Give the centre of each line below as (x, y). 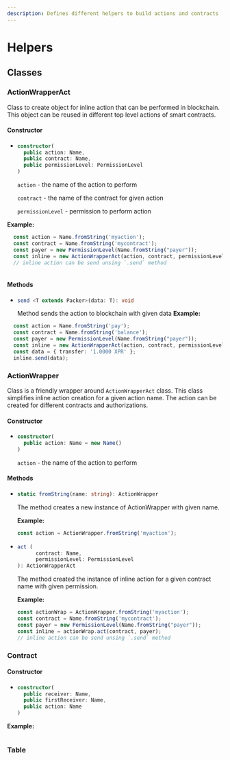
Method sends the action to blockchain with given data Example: (108, 314)
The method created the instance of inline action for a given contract (114, 579)
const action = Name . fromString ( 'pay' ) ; (72, 326)
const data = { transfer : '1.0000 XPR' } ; (75, 352)
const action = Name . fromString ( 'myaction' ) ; (79, 238)
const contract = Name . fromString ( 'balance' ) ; (81, 333)
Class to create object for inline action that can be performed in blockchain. (114, 107)
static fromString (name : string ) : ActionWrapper (88, 494)
